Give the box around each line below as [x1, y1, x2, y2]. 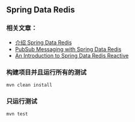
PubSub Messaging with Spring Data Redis [14, 45, 122, 53]
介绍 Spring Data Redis [14, 38, 72, 46]
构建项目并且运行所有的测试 [6, 68, 87, 76]
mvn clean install [6, 82, 52, 88]
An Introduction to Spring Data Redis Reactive [14, 52, 129, 59]
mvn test [6, 111, 28, 117]
